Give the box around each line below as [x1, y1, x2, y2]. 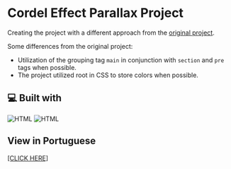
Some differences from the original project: [7, 42, 133, 50]
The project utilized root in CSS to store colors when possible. [17, 71, 198, 79]
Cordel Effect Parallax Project [7, 5, 184, 21]
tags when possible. [17, 63, 77, 71]
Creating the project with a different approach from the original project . [7, 28, 215, 37]
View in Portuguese [7, 135, 96, 147]
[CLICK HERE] [7, 153, 48, 162]
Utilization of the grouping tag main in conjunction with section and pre [17, 55, 225, 64]
